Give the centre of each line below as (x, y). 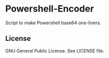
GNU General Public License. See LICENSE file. (55, 50)
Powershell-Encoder (50, 9)
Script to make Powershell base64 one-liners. (53, 23)
